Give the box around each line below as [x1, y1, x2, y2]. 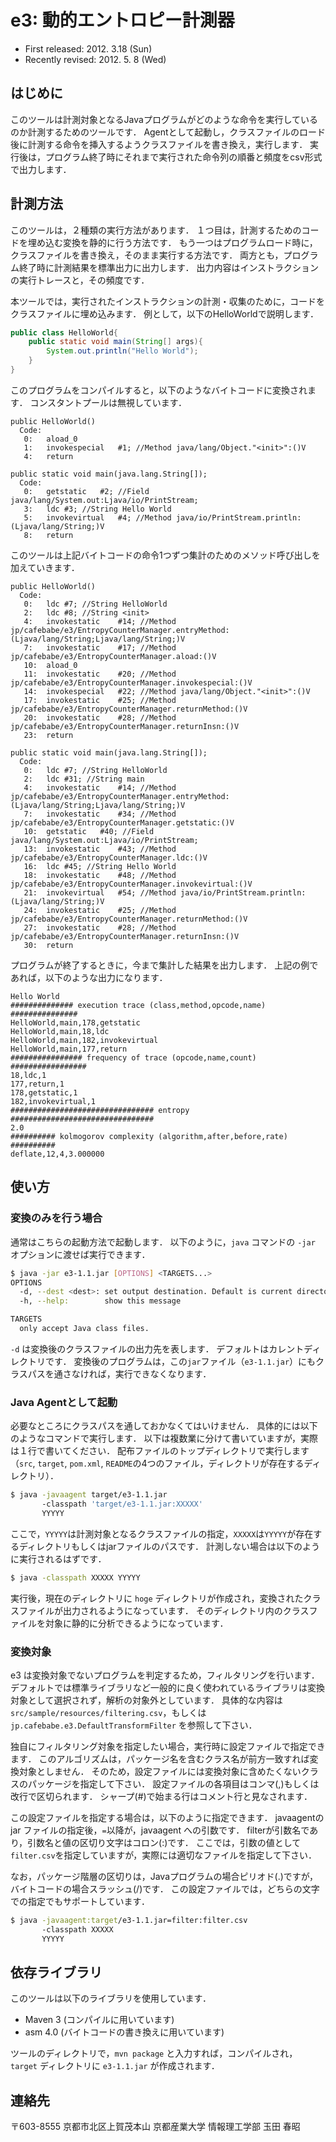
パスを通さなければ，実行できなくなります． [27, 1367, 212, 1380]
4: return [23, 451, 74, 461]
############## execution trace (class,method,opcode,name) [10, 1000, 267, 1010]
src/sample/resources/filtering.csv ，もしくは [10, 1706, 207, 1718]
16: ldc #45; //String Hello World [23, 861, 177, 871]
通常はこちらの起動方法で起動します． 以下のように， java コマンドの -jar [10, 1236, 316, 1248]
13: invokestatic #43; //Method [23, 844, 177, 854]
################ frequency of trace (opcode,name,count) [10, 1052, 257, 1063]
